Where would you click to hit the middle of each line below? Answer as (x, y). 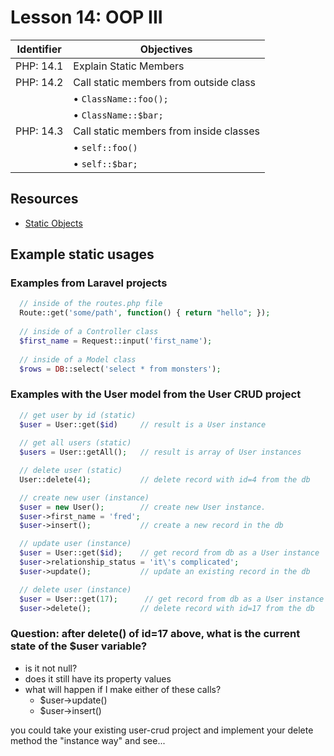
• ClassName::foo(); (121, 98)
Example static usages (82, 254)
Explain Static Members (129, 66)
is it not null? (51, 668)
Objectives (166, 49)
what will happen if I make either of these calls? (123, 689)
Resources (44, 199)
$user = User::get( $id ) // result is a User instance (143, 424)
